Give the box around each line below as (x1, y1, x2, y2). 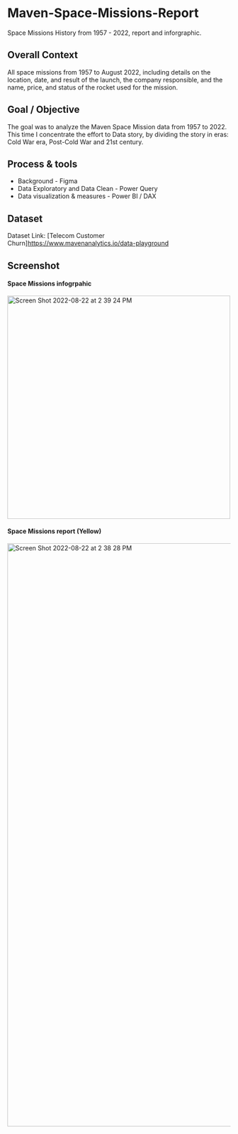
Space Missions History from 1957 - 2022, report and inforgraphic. (7, 28, 202, 37)
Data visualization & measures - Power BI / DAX (17, 192, 157, 200)
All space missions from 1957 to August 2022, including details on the (7, 67, 211, 76)
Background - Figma (17, 177, 78, 185)
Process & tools (7, 158, 78, 170)
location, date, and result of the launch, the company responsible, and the (7, 75, 223, 84)
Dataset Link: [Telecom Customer (7, 231, 105, 240)
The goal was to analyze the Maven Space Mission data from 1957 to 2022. (7, 122, 227, 131)
